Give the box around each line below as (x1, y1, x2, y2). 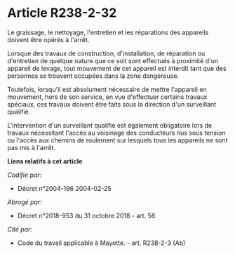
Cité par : (7, 225, 33, 233)
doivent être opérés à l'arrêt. (7, 35, 90, 44)
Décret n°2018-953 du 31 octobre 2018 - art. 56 (17, 211, 156, 220)
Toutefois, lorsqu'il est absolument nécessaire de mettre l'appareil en (7, 85, 207, 93)
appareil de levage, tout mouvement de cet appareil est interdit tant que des (7, 64, 227, 72)
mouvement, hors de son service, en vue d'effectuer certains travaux (7, 93, 208, 101)
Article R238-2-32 (7, 5, 117, 21)
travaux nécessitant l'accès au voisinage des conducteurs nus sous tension (7, 128, 226, 137)
